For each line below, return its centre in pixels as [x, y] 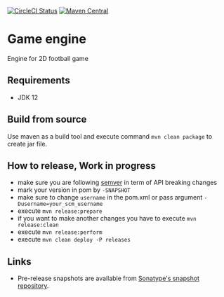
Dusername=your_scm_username [60, 204]
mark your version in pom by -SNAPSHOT [74, 190]
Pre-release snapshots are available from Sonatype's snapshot [108, 278]
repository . [33, 286]
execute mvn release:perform [60, 232]
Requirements [39, 81]
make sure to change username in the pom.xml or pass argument [110, 198]
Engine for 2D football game [48, 58]
